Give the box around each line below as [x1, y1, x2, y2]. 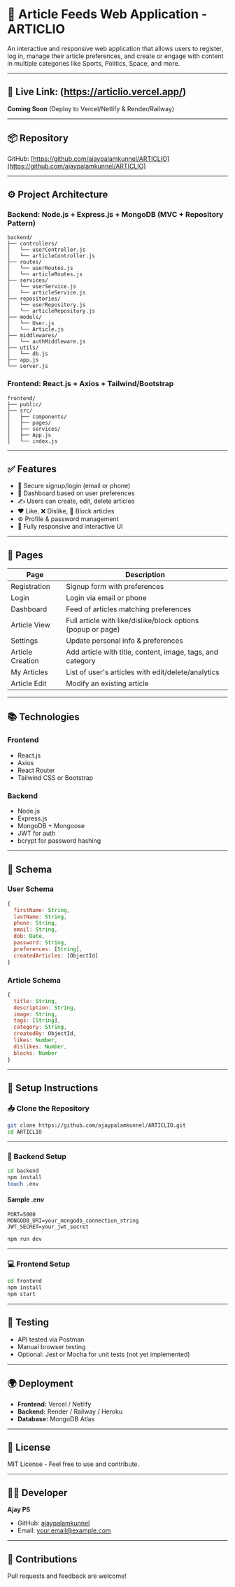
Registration [10, 582, 50, 592]
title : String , [13, 997, 58, 1004]
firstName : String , [13, 906, 71, 913]
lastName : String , [13, 913, 68, 920]
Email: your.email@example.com [17, 1526, 111, 1535]
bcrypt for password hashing [17, 837, 101, 845]
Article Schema [7, 975, 61, 985]
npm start [7, 1290, 36, 1297]
